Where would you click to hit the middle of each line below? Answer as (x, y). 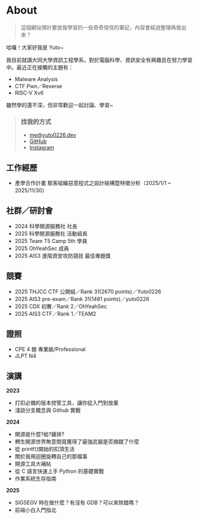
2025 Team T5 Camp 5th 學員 (51, 241)
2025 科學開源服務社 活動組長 (51, 233)
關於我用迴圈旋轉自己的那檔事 (51, 456)
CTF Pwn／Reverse (38, 86)
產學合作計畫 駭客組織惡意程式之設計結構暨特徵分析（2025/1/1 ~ (93, 183)
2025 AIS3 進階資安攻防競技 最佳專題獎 (63, 255)
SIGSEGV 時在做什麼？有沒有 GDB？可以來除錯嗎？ (77, 502)
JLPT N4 (25, 356)
